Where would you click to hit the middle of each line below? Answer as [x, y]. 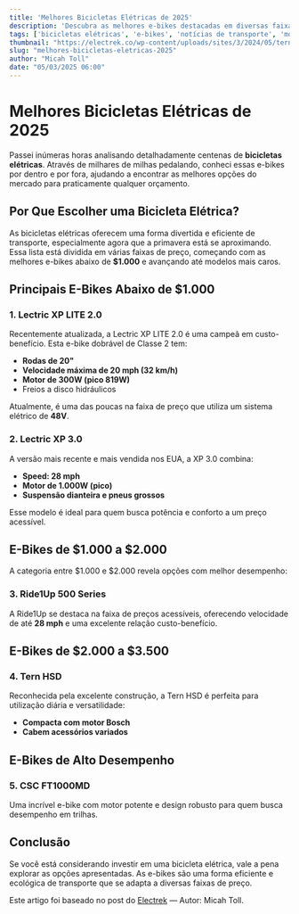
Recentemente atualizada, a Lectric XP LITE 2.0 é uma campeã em [131, 334]
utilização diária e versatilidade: [67, 705]
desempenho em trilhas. [53, 815]
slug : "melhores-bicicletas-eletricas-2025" [93, 51]
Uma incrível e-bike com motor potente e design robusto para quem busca [146, 805]
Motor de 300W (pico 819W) [76, 380]
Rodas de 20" [48, 361]
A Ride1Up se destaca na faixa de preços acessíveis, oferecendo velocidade [149, 613]
